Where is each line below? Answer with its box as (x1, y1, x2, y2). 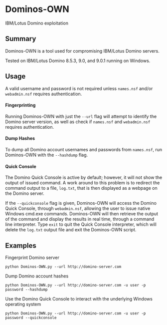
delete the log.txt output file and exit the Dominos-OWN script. (5, 227, 137, 233)
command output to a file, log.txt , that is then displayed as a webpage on (5, 185, 158, 191)
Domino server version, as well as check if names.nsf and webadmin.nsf (5, 119, 151, 125)
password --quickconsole (5, 315, 57, 320)
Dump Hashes (5, 135, 35, 141)
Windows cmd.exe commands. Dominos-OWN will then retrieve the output (5, 211, 159, 217)
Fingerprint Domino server (5, 254, 60, 260)
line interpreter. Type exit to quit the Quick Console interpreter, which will (5, 221, 157, 227)
